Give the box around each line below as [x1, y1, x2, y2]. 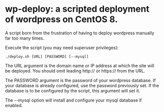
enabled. [5, 102, 23, 108]
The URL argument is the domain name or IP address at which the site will [5, 63, 155, 68]
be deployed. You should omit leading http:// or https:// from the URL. [5, 67, 146, 74]
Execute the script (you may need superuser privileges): [5, 45, 119, 50]
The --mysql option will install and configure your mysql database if [5, 97, 142, 103]
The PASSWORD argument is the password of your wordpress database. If [5, 77, 156, 83]
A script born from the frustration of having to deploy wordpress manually [5, 30, 155, 36]
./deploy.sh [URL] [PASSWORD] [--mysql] [5, 54, 89, 59]
